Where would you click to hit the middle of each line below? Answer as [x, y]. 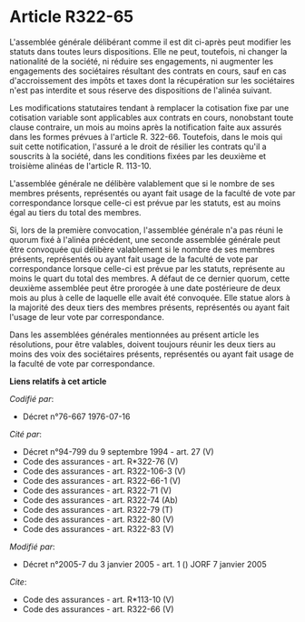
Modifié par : [33, 547]
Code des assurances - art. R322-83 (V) [98, 528]
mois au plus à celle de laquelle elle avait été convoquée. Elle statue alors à [150, 297]
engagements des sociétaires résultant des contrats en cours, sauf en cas [148, 71]
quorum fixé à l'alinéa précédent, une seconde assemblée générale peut [145, 239]
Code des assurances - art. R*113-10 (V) [98, 599]
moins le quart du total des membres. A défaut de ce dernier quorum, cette [150, 278]
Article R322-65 [72, 17]
